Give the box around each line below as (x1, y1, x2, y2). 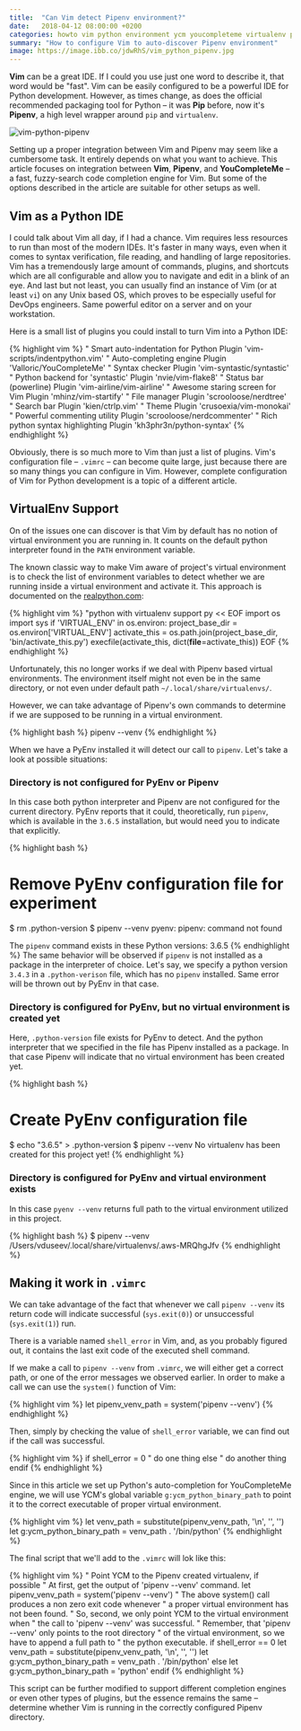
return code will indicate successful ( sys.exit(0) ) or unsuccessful (9, 1309, 254, 1320)
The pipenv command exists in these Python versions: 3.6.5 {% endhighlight (9, 940, 290, 950)
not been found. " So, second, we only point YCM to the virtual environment (9, 1609, 289, 1620)
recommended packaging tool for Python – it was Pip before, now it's (9, 100, 265, 110)
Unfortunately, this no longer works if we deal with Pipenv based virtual (9, 663, 273, 674)
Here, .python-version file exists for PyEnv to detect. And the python (9, 1032, 263, 1043)
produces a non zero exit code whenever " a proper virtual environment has (9, 1599, 289, 1610)
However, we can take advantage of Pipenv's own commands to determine (9, 700, 287, 711)
